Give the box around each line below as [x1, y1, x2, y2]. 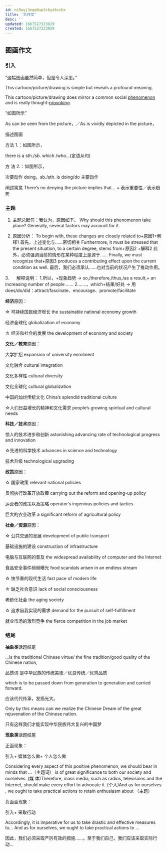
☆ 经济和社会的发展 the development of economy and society [5, 330, 133, 336]
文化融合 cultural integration [5, 362, 63, 368]
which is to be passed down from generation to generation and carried [5, 680, 151, 686]
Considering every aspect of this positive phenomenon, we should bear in [5, 763, 157, 769]
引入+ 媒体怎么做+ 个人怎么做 [5, 753, 66, 759]
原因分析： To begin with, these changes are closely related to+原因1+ [12, 233, 157, 239]
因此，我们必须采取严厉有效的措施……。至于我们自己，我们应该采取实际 [5, 835, 153, 841]
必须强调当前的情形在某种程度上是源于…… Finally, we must [21, 252, 142, 258]
